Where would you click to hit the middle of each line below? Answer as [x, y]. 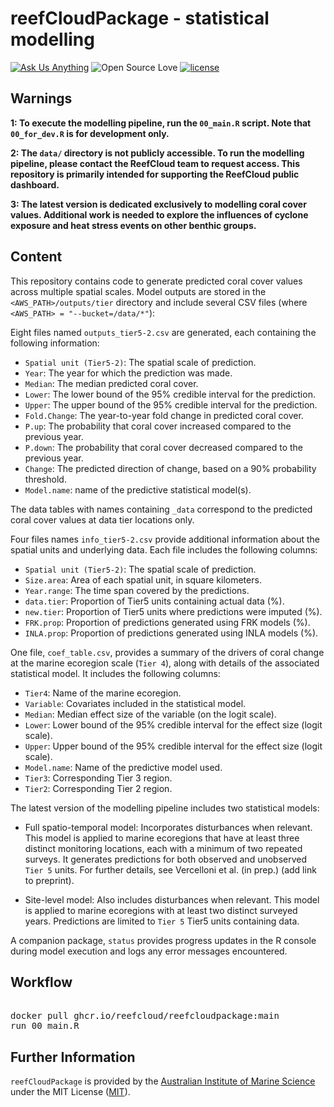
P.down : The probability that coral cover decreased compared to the [164, 447]
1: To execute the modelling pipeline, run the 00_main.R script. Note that [161, 123]
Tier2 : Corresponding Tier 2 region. [98, 788]
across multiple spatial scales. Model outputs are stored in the [138, 291]
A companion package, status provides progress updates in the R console [163, 940]
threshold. [45, 479]
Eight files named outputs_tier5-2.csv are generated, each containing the [163, 332]
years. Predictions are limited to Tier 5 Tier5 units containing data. [162, 921]
